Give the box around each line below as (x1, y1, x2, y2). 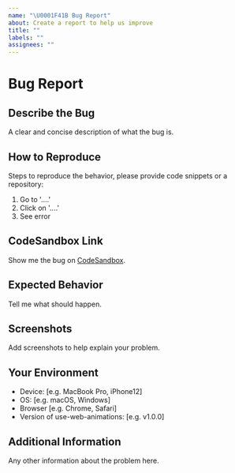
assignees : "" (8, 41, 55, 49)
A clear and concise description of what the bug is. (8, 127, 174, 137)
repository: (8, 179, 44, 189)
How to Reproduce (8, 150, 101, 163)
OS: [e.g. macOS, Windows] (19, 396, 111, 405)
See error (19, 211, 51, 221)
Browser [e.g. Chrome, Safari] (19, 404, 117, 413)
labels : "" (8, 33, 44, 42)
